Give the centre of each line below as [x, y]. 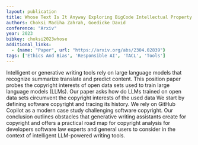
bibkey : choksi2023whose [37, 39]
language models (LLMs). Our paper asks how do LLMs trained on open [94, 91]
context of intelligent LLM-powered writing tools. [66, 135]
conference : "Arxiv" [32, 28]
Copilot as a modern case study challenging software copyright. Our [90, 110]
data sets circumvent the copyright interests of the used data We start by [95, 98]
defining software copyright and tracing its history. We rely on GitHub [91, 104]
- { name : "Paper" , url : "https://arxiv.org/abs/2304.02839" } [89, 50]
